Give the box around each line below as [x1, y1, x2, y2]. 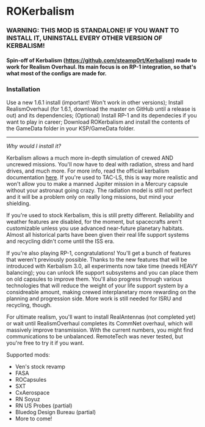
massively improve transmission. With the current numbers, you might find [6, 326, 193, 333]
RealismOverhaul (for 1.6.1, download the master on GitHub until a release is [6, 105, 196, 113]
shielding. [6, 200, 31, 207]
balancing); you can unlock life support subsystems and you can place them [6, 269, 198, 276]
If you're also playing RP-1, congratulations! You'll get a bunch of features [6, 250, 191, 256]
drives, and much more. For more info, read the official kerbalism [6, 167, 170, 174]
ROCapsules [15, 376, 47, 383]
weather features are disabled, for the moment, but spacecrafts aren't [6, 218, 182, 225]
